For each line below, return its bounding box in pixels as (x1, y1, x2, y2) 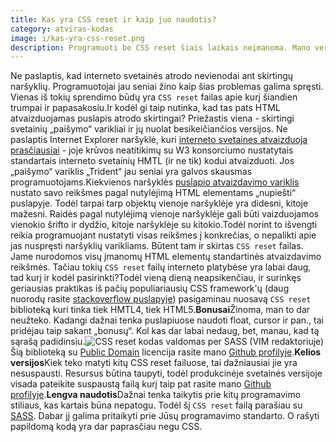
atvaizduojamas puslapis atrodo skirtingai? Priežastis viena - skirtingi (10, 112, 295, 125)
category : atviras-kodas (10, 24, 114, 34)
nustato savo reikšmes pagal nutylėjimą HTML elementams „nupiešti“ (10, 187, 297, 199)
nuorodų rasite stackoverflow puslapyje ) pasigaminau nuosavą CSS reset (10, 293, 312, 305)
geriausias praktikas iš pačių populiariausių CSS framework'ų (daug (10, 282, 290, 295)
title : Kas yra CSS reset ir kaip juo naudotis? (10, 14, 217, 25)
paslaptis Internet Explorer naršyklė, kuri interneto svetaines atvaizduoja (10, 134, 308, 146)
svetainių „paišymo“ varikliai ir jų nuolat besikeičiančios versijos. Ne (10, 123, 288, 135)
